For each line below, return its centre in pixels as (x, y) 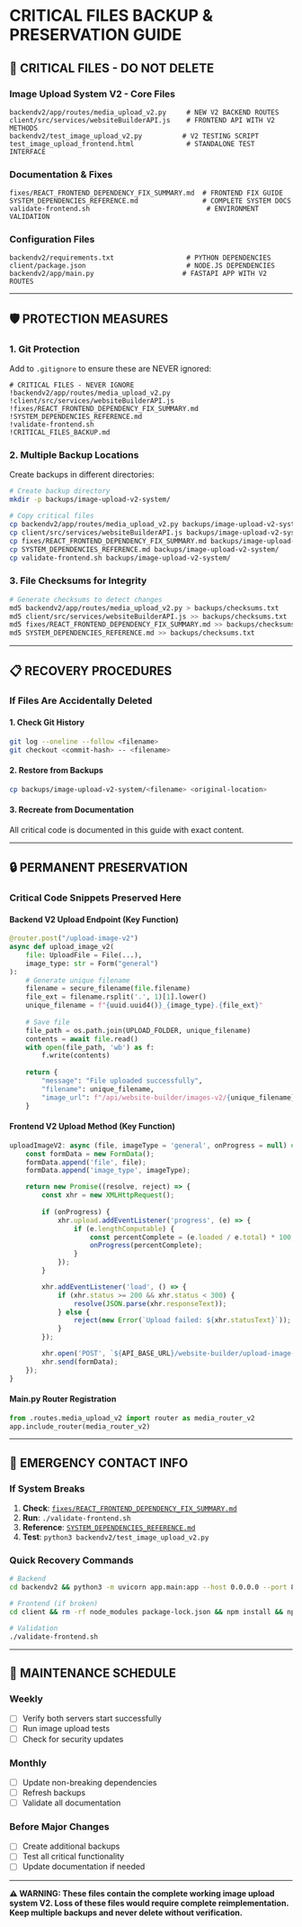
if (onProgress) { (76, 1212)
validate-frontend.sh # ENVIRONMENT (134, 209)
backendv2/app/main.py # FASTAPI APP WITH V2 (138, 274)
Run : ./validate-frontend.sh (76, 1518)
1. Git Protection (45, 349)
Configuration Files (52, 240)
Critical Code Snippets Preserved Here (95, 898)
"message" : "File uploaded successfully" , (122, 1081)
